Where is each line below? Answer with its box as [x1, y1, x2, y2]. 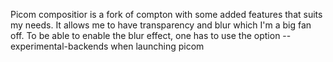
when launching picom [110, 40, 205, 52]
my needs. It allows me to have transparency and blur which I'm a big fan [10, 19, 312, 31]
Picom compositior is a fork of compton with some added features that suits [10, 9, 323, 20]
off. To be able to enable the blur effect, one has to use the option [10, 30, 281, 41]
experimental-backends [10, 40, 109, 52]
